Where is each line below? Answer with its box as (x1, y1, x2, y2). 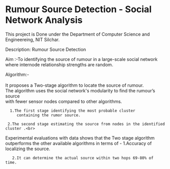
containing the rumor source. (16, 113, 81, 118)
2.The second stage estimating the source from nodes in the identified (7, 121, 165, 126)
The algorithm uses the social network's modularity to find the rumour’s (5, 87, 155, 93)
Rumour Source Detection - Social (5, 4, 152, 15)
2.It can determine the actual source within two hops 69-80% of (12, 155, 154, 160)
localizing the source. (5, 146, 50, 152)
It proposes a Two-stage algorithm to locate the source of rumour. (5, 82, 144, 88)
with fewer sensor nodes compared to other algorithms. (5, 98, 122, 105)
